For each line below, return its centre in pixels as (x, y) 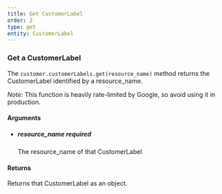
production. (24, 102)
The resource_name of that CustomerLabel (80, 152)
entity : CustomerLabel (40, 33)
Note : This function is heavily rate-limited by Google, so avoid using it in (111, 94)
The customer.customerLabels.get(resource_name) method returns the (109, 73)
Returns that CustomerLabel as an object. (67, 183)
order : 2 (20, 20)
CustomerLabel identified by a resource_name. (75, 81)
